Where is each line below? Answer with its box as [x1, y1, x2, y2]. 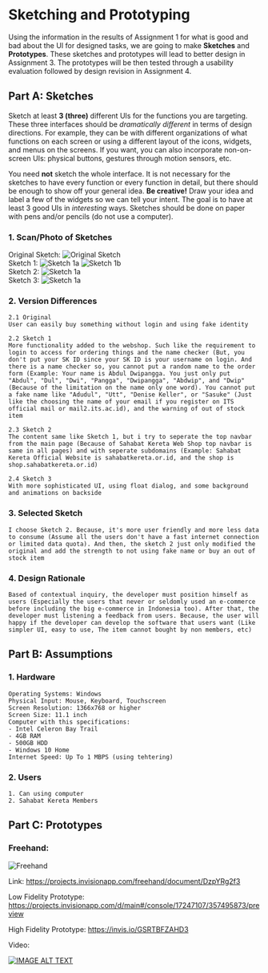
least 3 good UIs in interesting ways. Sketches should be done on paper [8, 203, 246, 213]
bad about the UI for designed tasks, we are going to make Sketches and [8, 40, 250, 50]
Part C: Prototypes [8, 818, 102, 832]
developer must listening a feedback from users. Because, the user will [8, 611, 260, 619]
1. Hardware [8, 671, 56, 683]
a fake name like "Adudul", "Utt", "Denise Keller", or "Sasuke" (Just [8, 391, 252, 399]
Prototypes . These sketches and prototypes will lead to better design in [8, 49, 246, 59]
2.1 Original [8, 314, 52, 322]
